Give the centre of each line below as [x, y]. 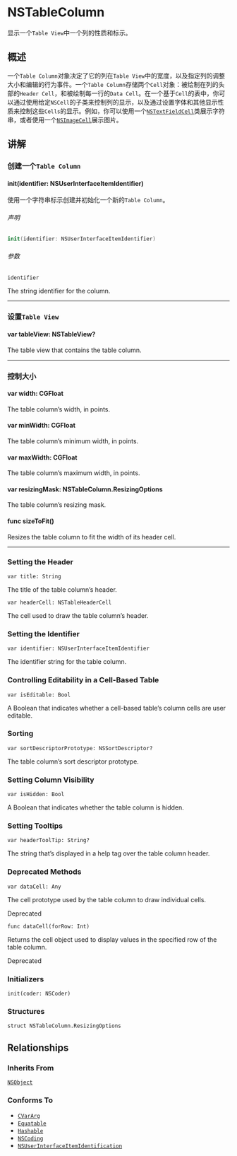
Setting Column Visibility [51, 780]
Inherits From [31, 1068]
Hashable [30, 1131]
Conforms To [30, 1100]
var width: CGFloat [35, 394]
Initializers [26, 979]
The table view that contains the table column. [75, 350]
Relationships [38, 1047]
